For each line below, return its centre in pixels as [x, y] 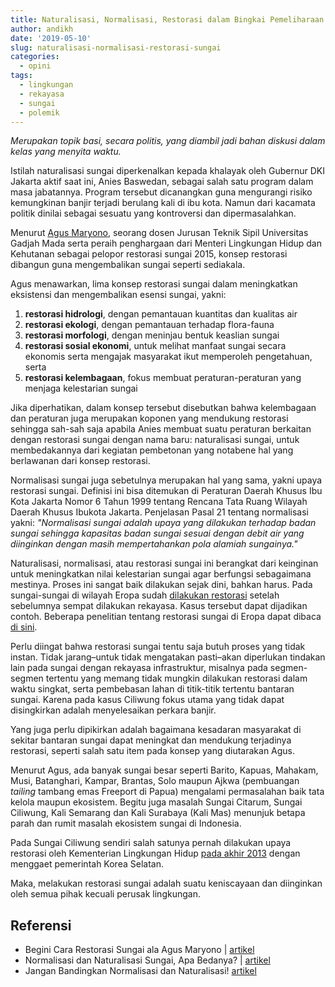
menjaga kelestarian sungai [81, 388]
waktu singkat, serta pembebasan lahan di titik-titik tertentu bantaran [152, 689]
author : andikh [42, 29]
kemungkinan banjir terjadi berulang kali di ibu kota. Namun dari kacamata [163, 203]
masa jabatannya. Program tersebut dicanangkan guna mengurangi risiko [161, 192]
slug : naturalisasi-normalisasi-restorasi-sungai [116, 47]
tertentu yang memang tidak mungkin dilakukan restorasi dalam [176, 678]
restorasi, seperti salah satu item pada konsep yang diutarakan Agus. [153, 751]
